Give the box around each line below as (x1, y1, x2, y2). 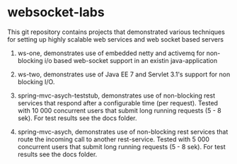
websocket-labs (7, 4, 105, 20)
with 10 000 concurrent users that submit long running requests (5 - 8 (17, 106, 221, 115)
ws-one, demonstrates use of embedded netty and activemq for (17, 49, 205, 57)
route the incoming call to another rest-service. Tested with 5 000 (17, 135, 210, 143)
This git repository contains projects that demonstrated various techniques (7, 28, 225, 36)
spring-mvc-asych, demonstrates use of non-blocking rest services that (17, 127, 229, 136)
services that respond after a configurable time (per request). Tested (17, 98, 218, 107)
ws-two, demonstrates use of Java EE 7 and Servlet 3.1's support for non (17, 70, 231, 78)
